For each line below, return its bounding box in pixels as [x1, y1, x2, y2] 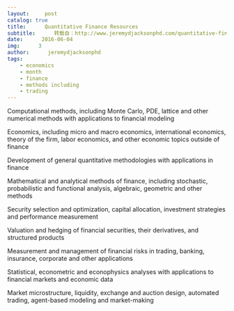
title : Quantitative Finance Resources [7, 23, 139, 30]
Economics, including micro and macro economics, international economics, [7, 128, 226, 136]
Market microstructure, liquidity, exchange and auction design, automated [7, 289, 219, 297]
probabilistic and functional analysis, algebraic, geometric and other [7, 184, 203, 193]
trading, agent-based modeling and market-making [7, 296, 155, 305]
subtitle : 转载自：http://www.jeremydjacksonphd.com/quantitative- [7, 29, 219, 37]
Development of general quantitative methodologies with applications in [7, 156, 214, 164]
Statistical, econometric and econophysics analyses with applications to [7, 268, 214, 276]
